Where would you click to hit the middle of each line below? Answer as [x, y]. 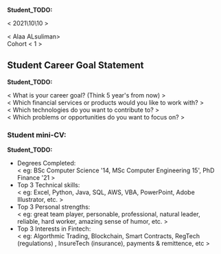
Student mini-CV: [37, 135]
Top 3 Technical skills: [48, 185]
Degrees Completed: [46, 163]
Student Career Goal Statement [75, 66]
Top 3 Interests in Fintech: [54, 229]
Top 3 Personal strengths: [54, 207]
